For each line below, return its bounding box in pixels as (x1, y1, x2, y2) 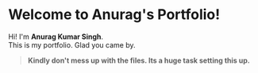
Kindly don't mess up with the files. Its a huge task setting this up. (27, 56, 250, 65)
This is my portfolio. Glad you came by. (8, 40, 136, 49)
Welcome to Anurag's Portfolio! (8, 6, 221, 24)
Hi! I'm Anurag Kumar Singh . (8, 32, 104, 41)
